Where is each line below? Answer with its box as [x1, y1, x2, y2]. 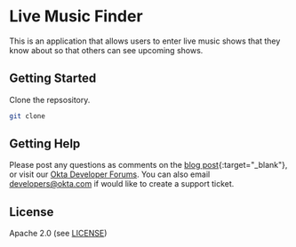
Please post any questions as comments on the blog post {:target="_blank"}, [9, 160, 288, 171]
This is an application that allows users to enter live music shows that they [9, 36, 281, 46]
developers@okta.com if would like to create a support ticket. [9, 179, 235, 189]
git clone [9, 111, 46, 121]
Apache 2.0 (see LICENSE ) [9, 228, 108, 239]
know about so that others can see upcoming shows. [9, 44, 204, 55]
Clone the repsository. [9, 94, 91, 105]
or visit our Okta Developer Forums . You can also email [9, 169, 211, 179]
